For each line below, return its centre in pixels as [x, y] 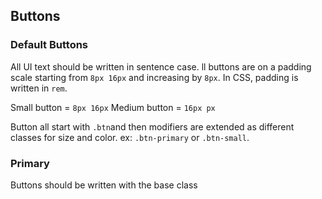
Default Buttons [49, 45]
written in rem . [39, 88]
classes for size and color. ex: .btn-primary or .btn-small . [130, 137]
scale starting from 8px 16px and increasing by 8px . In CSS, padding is [154, 77]
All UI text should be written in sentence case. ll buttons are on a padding [161, 66]
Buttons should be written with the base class [104, 185]
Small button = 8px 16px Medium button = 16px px [113, 107]
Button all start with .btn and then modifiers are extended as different [152, 126]
